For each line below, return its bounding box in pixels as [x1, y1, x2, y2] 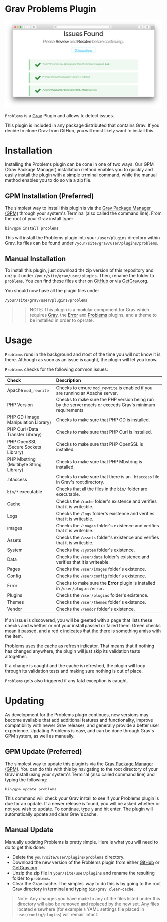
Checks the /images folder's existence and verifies [56, 523, 159, 528]
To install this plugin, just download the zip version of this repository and [5, 267, 154, 273]
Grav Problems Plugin [5, 3, 96, 15]
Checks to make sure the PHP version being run [56, 396, 154, 402]
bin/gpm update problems [5, 787, 57, 791]
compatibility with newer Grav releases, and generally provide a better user [5, 722, 160, 728]
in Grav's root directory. [56, 479, 105, 485]
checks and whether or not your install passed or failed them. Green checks [5, 622, 161, 628]
